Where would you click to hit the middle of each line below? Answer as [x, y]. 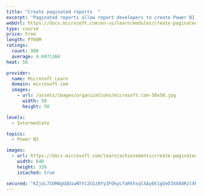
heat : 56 [17, 62]
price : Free [21, 34]
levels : [16, 117]
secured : [17, 183]
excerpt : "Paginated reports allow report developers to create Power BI [101, 17]
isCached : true [36, 173]
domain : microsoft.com [40, 84]
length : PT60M [24, 40]
